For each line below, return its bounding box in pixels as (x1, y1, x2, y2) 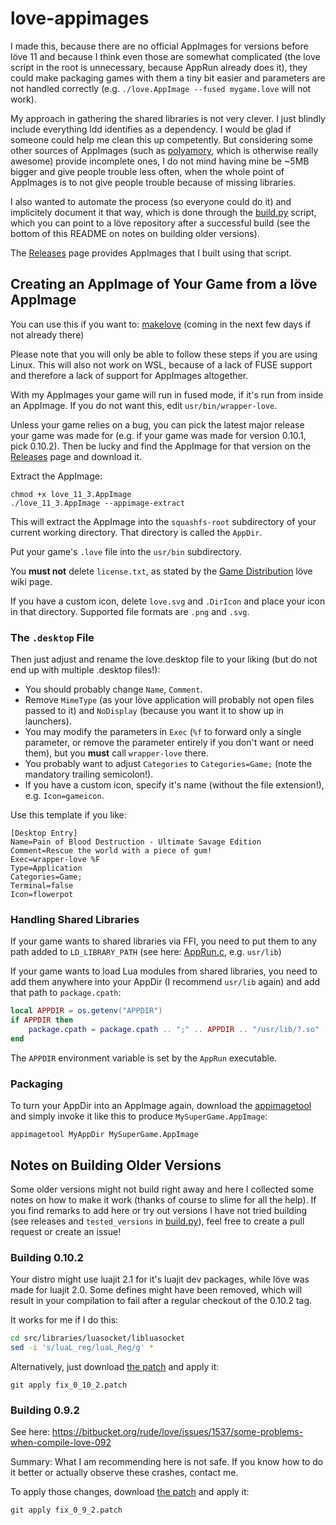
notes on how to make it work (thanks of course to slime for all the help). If (10, 1193, 317, 1206)
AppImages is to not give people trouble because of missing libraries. (10, 176, 297, 188)
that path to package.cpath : (10, 987, 122, 999)
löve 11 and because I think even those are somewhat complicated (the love (10, 50, 321, 62)
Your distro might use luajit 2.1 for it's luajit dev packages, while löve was (10, 1273, 310, 1286)
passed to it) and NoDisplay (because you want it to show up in (24, 705, 284, 717)
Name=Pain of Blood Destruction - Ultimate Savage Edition (10, 837, 262, 847)
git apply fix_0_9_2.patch (10, 1505, 123, 1516)
